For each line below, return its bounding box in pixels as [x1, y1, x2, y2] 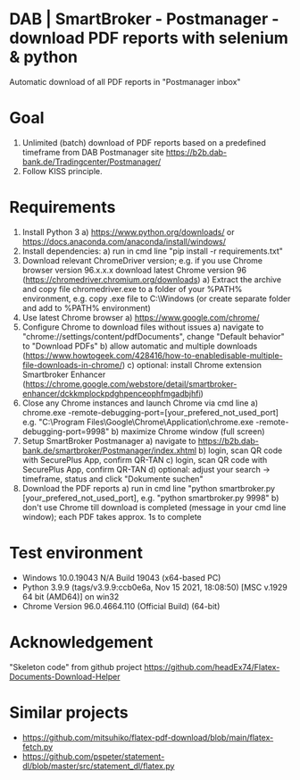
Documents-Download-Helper [9, 671, 121, 682]
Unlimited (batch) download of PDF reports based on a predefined [21, 137, 266, 147]
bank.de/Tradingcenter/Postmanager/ [21, 156, 162, 167]
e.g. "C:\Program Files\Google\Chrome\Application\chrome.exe [21, 416, 254, 427]
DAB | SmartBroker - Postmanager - [9, 9, 279, 29]
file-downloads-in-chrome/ [21, 359, 123, 370]
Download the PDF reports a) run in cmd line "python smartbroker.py [21, 482, 275, 493]
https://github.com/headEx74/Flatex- [144, 661, 280, 672]
